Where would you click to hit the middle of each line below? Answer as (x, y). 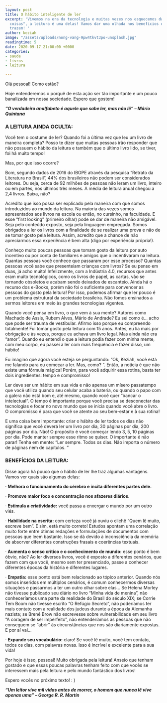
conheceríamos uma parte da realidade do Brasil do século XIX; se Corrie (80, 598)
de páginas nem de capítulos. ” (37, 448)
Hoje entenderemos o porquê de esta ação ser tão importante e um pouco (81, 94)
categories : (17, 51)
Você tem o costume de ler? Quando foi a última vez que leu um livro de (79, 138)
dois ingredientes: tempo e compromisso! (48, 375)
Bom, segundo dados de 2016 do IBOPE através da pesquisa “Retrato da (79, 173)
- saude (13, 56)
